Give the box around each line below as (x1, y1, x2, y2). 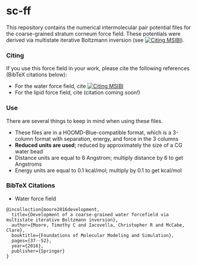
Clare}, (6, 227, 26, 233)
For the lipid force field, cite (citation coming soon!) (14, 89, 141, 96)
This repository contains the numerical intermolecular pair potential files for (6, 24, 192, 31)
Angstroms (14, 160, 42, 168)
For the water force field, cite (14, 83, 86, 90)
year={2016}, (11, 242, 44, 249)
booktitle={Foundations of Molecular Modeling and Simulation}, (11, 232, 174, 238)
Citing (6, 51, 24, 59)
